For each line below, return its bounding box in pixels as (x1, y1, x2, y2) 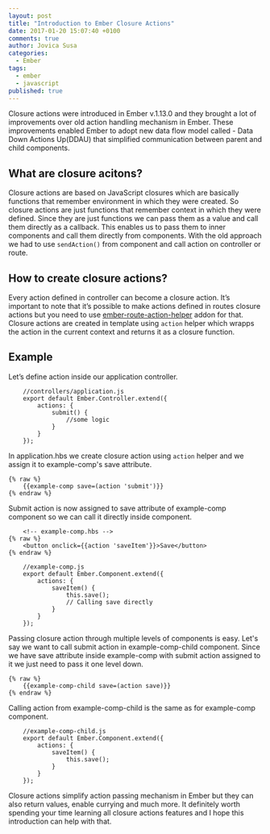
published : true (8, 86, 63, 95)
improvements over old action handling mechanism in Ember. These (8, 118, 234, 127)
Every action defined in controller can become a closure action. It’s (8, 293, 231, 302)
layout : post (8, 11, 52, 20)
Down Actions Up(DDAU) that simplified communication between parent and (8, 135, 263, 144)
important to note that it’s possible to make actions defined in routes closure (8, 302, 261, 311)
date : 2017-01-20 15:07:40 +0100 (8, 27, 121, 35)
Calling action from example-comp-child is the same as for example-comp (8, 703, 255, 712)
